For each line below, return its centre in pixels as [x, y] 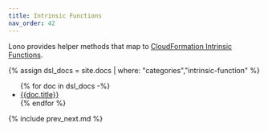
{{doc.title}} [39, 94]
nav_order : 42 [32, 23]
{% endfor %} [43, 103]
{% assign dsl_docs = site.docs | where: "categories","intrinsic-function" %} [134, 70]
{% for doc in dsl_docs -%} [65, 86]
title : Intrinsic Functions [55, 16]
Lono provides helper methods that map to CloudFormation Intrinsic [120, 46]
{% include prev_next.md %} [55, 118]
